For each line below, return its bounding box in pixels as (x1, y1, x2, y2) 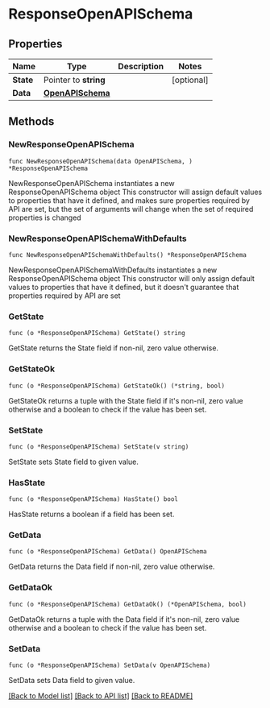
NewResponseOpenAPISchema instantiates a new (8, 178, 175, 188)
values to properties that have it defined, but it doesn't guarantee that (8, 282, 239, 292)
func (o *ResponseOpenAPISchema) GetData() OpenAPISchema (8, 548, 207, 556)
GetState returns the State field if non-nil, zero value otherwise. (8, 343, 219, 353)
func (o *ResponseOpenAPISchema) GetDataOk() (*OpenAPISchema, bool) (8, 600, 247, 608)
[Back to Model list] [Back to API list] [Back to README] (8, 691, 193, 701)
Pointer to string (43, 74, 106, 85)
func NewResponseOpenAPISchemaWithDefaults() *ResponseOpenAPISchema (8, 250, 247, 259)
